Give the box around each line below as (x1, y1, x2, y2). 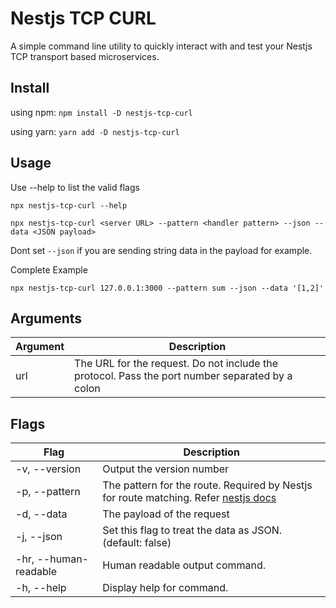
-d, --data (15, 507, 68, 521)
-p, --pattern (15, 485, 81, 499)
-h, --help (15, 581, 67, 595)
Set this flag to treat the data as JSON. (102, 523, 282, 537)
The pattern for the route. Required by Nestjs (102, 478, 313, 492)
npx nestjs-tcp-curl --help (10, 200, 128, 211)
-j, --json (15, 530, 63, 544)
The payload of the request (102, 507, 230, 521)
